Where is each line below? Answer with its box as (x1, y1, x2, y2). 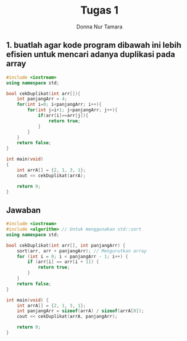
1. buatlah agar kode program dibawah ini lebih (6, 40, 182, 50)
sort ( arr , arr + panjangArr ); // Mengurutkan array (17, 248, 147, 254)
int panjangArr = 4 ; (17, 96, 67, 102)
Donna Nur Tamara (76, 23, 122, 30)
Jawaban (6, 205, 41, 215)
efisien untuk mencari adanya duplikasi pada (6, 50, 176, 60)
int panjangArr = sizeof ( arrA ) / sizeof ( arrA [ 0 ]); (17, 308, 144, 314)
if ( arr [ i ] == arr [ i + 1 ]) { (27, 259, 99, 265)
